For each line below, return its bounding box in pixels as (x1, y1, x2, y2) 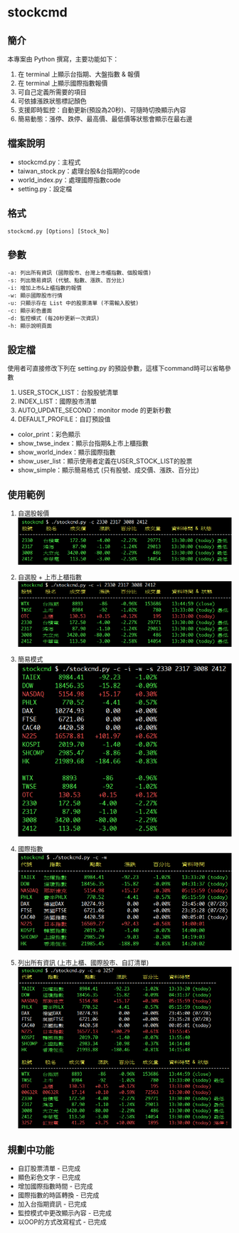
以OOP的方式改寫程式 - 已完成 (17, 1218, 107, 1227)
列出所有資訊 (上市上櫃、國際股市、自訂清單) (17, 958, 149, 967)
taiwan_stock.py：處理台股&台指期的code (17, 166, 140, 175)
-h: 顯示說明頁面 (7, 323, 52, 330)
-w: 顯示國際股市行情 (7, 292, 63, 300)
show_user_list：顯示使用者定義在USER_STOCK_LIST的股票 (17, 457, 193, 465)
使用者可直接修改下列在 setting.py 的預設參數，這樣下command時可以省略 (7, 364, 225, 373)
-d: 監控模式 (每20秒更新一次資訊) (7, 315, 100, 322)
